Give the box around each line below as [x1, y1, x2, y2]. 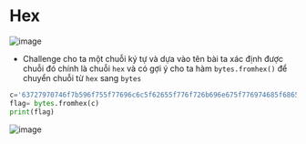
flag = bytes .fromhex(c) [9, 98, 100, 108]
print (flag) [9, 107, 55, 117]
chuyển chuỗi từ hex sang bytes [22, 72, 142, 83]
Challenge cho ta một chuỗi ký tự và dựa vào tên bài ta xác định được [22, 53, 284, 64]
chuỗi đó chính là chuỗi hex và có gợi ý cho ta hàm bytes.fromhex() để [22, 63, 288, 74]
